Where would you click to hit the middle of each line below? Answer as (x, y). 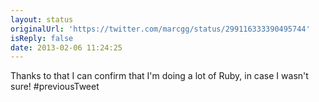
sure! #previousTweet (55, 87)
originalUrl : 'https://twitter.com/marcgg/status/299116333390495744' (160, 29)
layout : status (42, 19)
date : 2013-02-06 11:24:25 (66, 47)
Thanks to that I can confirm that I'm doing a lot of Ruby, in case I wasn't (159, 76)
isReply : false (42, 38)
